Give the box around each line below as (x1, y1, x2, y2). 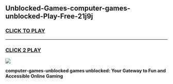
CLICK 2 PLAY (5, 46, 41, 53)
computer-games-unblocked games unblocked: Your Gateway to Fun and (5, 67, 166, 73)
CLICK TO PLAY (5, 27, 45, 35)
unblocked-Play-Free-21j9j (5, 12, 94, 21)
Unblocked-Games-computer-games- (5, 4, 131, 13)
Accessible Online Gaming (5, 73, 63, 79)
